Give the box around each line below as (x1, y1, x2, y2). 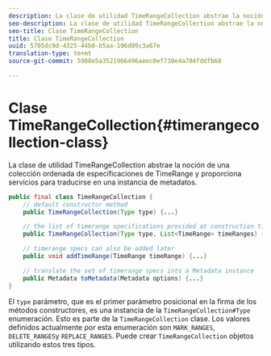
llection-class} (8, 133, 109, 152)
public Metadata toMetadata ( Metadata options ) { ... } (23, 274, 204, 282)
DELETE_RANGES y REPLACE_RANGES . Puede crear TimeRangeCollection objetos (8, 331, 254, 341)
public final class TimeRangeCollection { (8, 193, 153, 201)
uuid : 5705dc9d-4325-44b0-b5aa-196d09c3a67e (8, 42, 161, 50)
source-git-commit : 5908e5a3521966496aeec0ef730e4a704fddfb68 (8, 57, 222, 66)
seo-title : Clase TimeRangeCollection (8, 27, 139, 35)
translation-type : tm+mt (8, 49, 92, 57)
